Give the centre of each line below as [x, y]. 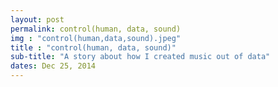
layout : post [37, 19]
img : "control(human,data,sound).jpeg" [96, 38]
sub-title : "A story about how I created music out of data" [140, 57]
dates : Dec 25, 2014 [53, 66]
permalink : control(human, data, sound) [96, 29]
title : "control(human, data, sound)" [93, 47]
